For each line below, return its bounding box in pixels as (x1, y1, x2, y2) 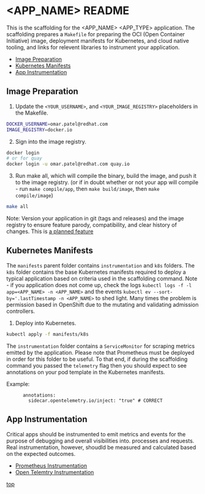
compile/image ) (15, 191, 53, 199)
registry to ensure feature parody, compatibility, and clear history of (6, 222, 177, 228)
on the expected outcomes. (6, 450, 76, 457)
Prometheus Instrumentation (15, 461, 88, 469)
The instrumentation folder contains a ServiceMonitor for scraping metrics (6, 342, 195, 350)
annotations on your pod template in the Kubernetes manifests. (6, 368, 165, 376)
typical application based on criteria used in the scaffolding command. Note (6, 274, 198, 282)
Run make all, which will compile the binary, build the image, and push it (15, 172, 197, 180)
